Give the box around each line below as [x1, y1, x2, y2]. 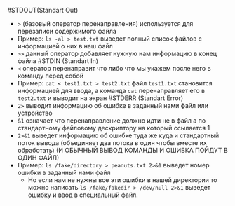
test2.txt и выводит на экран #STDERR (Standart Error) [17, 94, 184, 102]
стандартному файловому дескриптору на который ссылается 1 [17, 124, 210, 132]
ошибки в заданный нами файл [17, 168, 111, 177]
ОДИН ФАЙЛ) [17, 153, 60, 162]
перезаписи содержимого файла [17, 27, 117, 35]
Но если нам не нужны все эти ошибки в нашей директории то [27, 176, 217, 184]
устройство [17, 109, 53, 117]
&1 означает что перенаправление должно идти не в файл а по [17, 116, 206, 125]
